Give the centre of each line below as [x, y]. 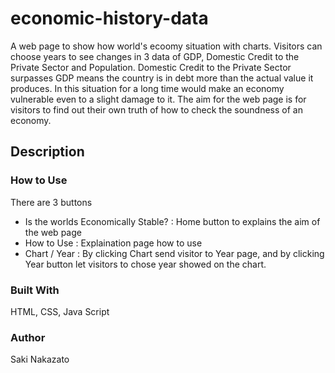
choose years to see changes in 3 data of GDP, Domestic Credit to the [155, 56]
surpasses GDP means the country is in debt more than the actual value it [162, 78]
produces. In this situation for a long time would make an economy [147, 88]
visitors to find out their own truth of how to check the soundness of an [156, 109]
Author [28, 337]
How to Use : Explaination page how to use [113, 243]
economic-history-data [109, 18]
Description [47, 152]
